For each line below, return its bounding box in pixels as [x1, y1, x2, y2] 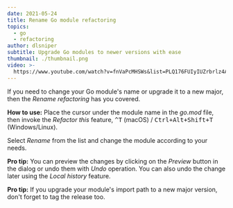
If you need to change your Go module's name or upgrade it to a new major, [7, 87, 224, 96]
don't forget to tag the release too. [7, 192, 105, 201]
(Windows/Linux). [7, 123, 58, 131]
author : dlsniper [7, 42, 58, 49]
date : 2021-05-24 [7, 10, 58, 17]
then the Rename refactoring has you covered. [7, 94, 141, 103]
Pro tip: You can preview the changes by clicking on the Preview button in [7, 157, 218, 165]
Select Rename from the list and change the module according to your [7, 136, 208, 144]
